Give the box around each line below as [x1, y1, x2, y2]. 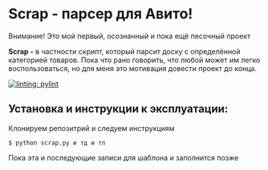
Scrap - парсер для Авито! [8, 5, 193, 23]
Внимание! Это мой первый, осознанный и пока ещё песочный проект [8, 31, 251, 41]
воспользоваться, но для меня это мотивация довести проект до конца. [8, 63, 257, 73]
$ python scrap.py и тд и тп [8, 139, 106, 147]
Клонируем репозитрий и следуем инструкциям [8, 123, 175, 132]
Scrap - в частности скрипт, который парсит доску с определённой [8, 46, 241, 56]
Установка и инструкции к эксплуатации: [8, 102, 229, 116]
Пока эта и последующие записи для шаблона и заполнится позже [8, 152, 239, 162]
